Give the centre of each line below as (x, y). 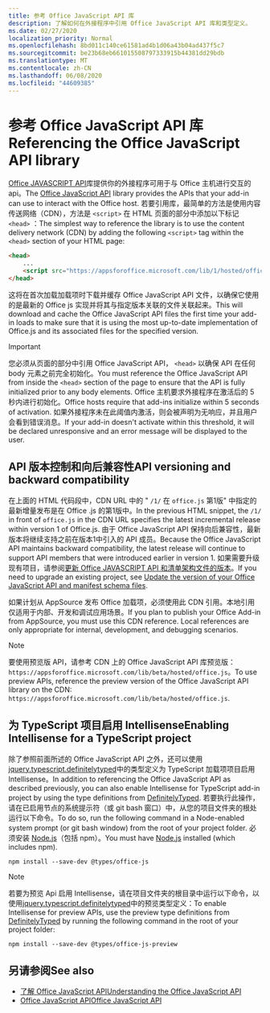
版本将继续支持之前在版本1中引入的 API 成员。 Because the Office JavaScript (135, 539)
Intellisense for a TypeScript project (100, 738)
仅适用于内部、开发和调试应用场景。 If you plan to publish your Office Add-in (135, 612)
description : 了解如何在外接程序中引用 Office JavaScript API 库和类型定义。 (130, 23)
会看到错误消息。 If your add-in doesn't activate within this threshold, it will (131, 422)
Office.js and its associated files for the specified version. (104, 331)
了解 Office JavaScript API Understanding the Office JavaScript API (131, 991)
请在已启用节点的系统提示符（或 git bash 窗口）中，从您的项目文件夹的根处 (133, 807)
